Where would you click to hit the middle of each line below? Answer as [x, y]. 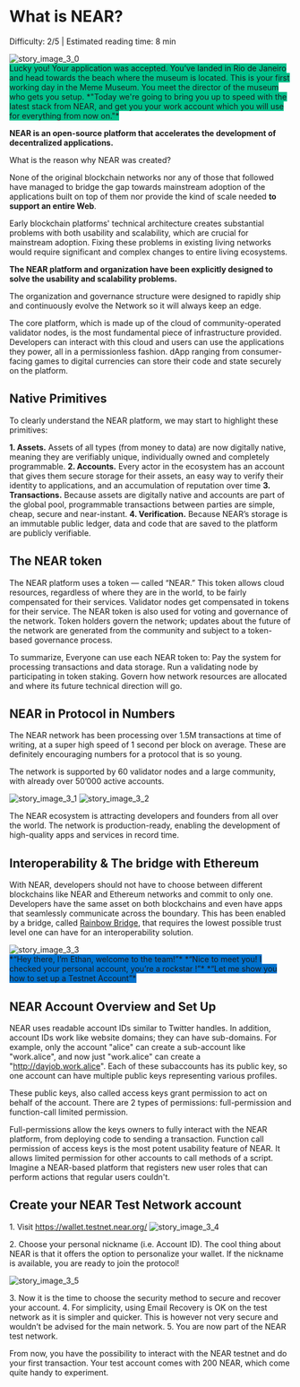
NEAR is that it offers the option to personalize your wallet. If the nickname [146, 1253]
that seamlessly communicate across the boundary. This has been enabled [148, 913]
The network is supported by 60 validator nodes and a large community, [142, 771]
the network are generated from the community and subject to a [128, 630]
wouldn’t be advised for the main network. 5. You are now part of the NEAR [148, 1326]
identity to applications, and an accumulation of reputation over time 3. [140, 485]
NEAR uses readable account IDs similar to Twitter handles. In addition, [140, 1028]
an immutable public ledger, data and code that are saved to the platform [144, 523]
